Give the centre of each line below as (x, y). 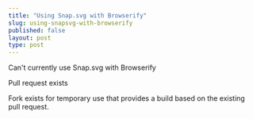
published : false (37, 30)
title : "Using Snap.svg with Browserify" (78, 15)
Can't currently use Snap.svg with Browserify (82, 67)
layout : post (30, 38)
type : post (26, 45)
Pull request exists (38, 83)
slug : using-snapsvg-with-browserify (71, 23)
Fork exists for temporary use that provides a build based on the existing (127, 98)
